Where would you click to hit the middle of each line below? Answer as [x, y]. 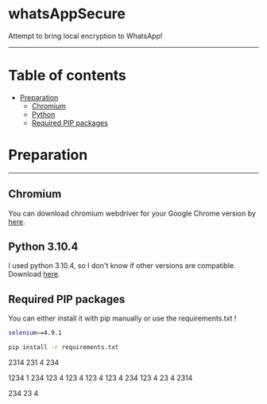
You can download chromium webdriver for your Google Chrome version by [132, 213]
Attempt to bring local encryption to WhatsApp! [85, 36]
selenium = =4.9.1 [35, 333]
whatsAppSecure [67, 14]
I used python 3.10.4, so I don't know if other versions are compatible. [122, 266]
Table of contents [68, 76]
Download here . [34, 274]
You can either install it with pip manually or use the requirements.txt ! [122, 318]
